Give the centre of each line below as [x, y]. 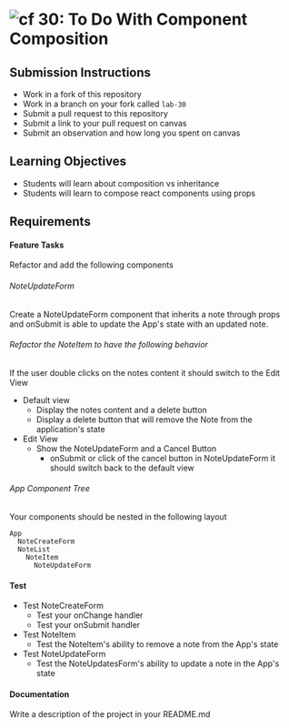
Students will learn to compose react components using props [139, 193]
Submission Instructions [80, 72]
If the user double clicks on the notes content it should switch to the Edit [144, 372]
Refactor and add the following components [92, 265]
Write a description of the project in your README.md [110, 714]
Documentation [40, 694]
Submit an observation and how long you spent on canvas [131, 133]
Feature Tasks [37, 245]
